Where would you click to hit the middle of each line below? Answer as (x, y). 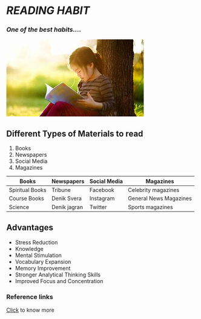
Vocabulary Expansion (43, 261)
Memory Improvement (43, 268)
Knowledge (29, 249)
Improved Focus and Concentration (59, 281)
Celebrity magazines (154, 190)
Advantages (30, 228)
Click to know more (30, 310)
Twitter (98, 207)
